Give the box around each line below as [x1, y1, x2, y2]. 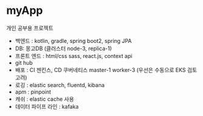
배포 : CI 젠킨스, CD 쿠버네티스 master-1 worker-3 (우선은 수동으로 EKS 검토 [15, 66, 198, 73]
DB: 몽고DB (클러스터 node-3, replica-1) [15, 45, 112, 52]
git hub [15, 59, 33, 66]
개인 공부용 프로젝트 [6, 24, 53, 31]
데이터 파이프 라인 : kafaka [15, 103, 79, 110]
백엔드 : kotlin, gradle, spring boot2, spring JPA [15, 37, 132, 44]
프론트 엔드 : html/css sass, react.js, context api [15, 52, 133, 59]
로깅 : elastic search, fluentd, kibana [15, 81, 105, 88]
